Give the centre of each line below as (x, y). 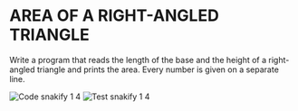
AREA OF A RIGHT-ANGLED (114, 16)
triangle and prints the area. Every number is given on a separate (158, 69)
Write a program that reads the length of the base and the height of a (138, 60)
